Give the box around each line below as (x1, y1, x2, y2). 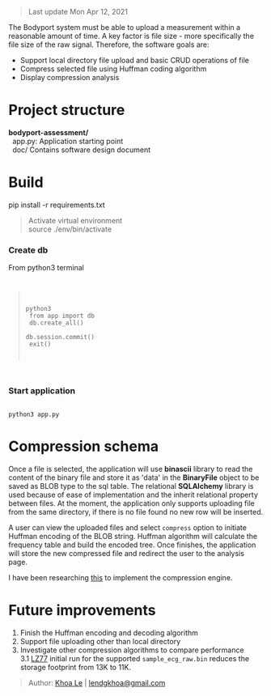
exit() (29, 340, 52, 348)
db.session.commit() (25, 333, 95, 341)
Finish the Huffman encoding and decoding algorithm (19, 627, 198, 638)
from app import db (29, 312, 95, 320)
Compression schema (8, 437, 159, 456)
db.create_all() (29, 319, 84, 327)
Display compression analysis (19, 73, 120, 82)
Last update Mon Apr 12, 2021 (28, 7, 128, 16)
